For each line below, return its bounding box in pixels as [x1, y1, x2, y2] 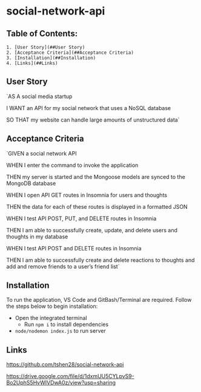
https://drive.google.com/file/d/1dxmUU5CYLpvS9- [6, 373, 134, 380]
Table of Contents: [6, 28, 78, 39]
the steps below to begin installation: [6, 302, 98, 310]
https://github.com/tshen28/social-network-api [6, 361, 124, 368]
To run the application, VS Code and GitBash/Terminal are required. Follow [6, 296, 192, 304]
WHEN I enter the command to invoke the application [6, 162, 139, 169]
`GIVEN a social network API [6, 149, 77, 157]
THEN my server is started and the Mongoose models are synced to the [6, 173, 186, 180]
